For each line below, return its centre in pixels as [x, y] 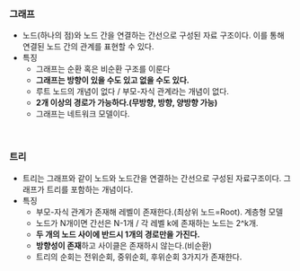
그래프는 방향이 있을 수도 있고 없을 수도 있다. [113, 80]
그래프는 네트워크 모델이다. [83, 114]
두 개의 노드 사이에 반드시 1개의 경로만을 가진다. [118, 234]
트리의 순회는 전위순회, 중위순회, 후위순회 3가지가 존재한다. [139, 257]
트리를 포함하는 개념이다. [89, 189]
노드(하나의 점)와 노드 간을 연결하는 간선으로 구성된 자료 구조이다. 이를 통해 [153, 35]
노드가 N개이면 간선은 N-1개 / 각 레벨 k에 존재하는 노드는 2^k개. [147, 223]
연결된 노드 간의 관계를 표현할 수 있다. [88, 47]
